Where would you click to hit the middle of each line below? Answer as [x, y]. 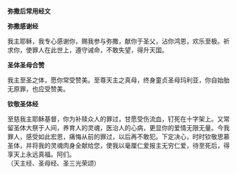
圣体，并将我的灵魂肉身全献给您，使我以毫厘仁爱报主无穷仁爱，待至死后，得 [119, 145]
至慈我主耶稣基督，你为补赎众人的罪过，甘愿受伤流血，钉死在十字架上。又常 [119, 119]
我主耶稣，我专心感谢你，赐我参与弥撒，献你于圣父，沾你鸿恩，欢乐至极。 [115, 41]
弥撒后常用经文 [29, 11]
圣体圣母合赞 [26, 65]
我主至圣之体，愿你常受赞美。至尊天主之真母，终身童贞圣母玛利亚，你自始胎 [119, 80]
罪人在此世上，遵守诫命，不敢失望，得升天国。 [99, 50]
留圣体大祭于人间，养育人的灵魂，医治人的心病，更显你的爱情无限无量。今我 [119, 128]
